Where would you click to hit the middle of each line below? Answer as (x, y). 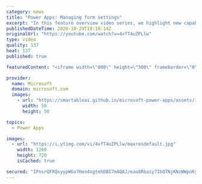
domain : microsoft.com (40, 89)
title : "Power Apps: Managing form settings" (64, 17)
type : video (21, 40)
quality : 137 (23, 46)
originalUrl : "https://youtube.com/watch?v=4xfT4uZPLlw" (79, 34)
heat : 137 (19, 51)
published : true (26, 56)
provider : (19, 78)
